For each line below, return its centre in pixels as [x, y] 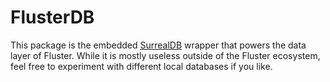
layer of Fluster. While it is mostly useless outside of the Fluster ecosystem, [165, 55]
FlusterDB [52, 17]
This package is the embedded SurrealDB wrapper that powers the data [158, 45]
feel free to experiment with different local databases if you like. [141, 66]
